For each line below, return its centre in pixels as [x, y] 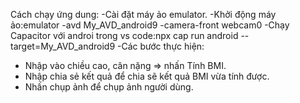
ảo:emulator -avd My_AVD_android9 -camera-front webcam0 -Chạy [150, 25]
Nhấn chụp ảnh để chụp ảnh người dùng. [109, 87]
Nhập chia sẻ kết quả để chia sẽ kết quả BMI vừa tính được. [147, 76]
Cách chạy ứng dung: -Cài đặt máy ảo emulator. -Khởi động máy [143, 14]
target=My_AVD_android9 [63, 46]
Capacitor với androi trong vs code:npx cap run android [124, 35]
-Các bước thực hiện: [161, 46]
